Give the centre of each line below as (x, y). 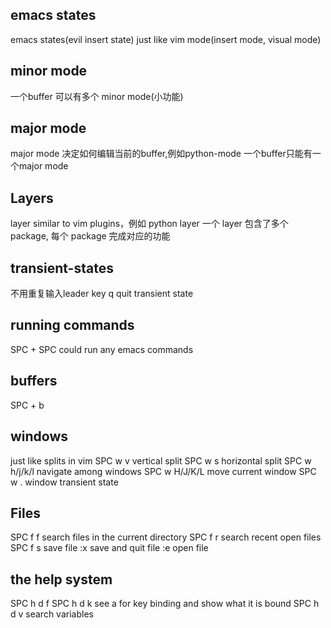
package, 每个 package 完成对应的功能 (90, 236)
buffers (34, 381)
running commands (72, 325)
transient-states (62, 268)
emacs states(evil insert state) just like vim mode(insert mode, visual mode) (166, 39)
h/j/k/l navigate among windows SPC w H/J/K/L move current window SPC (163, 471)
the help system (61, 579)
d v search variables (52, 614)
